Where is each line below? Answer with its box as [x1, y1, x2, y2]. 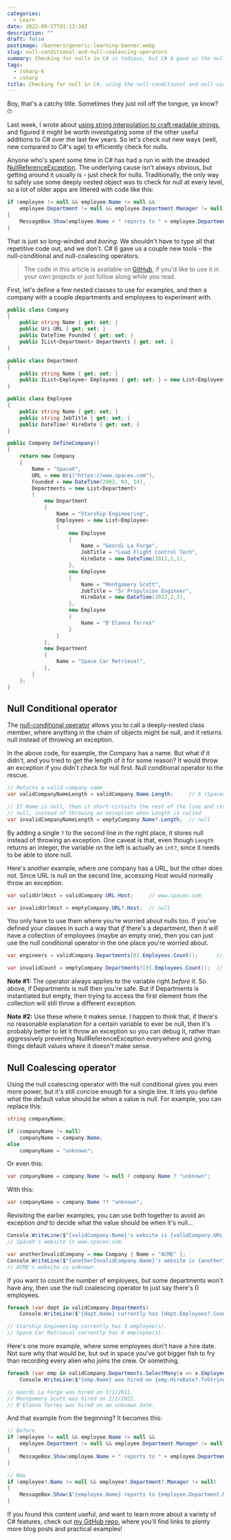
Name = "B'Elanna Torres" [80, 619, 155, 626]
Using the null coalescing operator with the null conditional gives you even [7, 1080, 218, 1088]
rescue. [7, 771, 29, 780]
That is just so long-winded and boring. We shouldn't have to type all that [7, 237, 215, 245]
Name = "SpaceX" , [32, 465, 81, 473]
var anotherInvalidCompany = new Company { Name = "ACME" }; [7, 1250, 186, 1258]
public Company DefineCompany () [7, 440, 100, 447]
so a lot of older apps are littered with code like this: [7, 186, 154, 194]
